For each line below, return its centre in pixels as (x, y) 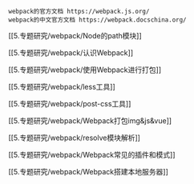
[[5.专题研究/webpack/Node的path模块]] (75, 36)
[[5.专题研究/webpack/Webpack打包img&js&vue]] (90, 121)
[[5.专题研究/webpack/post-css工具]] (70, 104)
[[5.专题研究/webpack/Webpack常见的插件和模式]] (92, 155)
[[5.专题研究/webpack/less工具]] (62, 87)
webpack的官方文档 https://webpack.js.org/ (79, 11)
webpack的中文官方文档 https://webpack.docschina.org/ (97, 20)
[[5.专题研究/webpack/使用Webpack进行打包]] (85, 70)
